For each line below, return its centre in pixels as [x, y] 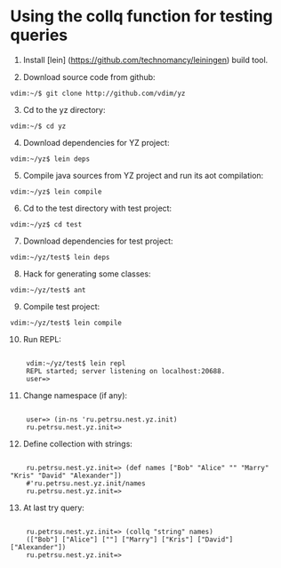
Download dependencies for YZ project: [96, 142]
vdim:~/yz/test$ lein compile [66, 323]
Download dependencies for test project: [98, 241]
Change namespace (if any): [75, 395]
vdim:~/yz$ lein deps [50, 159]
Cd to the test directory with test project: [97, 208]
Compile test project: [61, 306]
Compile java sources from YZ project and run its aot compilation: [143, 175]
